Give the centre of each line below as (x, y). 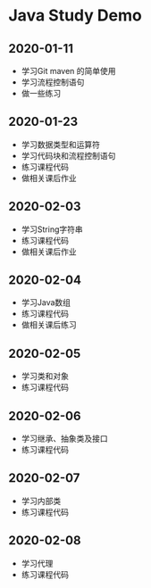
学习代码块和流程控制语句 (68, 155)
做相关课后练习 (49, 325)
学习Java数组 (46, 302)
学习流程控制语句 (53, 82)
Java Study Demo (75, 16)
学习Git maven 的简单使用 (69, 71)
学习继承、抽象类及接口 (64, 439)
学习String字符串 (52, 229)
